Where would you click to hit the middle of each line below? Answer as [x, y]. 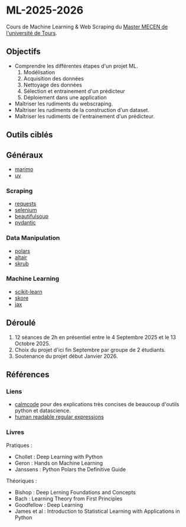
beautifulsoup [32, 216]
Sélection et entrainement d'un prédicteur [74, 91]
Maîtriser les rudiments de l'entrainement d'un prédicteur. [85, 116]
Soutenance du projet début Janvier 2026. [66, 356]
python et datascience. [43, 411]
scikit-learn [28, 291]
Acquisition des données [54, 78]
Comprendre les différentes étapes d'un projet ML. [76, 66]
